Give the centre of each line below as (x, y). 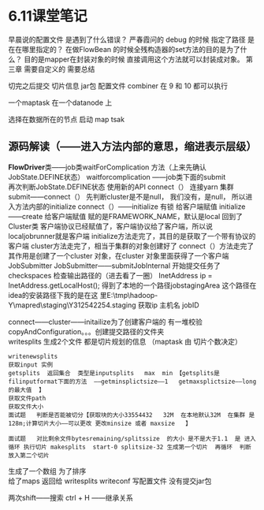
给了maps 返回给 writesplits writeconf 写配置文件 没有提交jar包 (110, 481)
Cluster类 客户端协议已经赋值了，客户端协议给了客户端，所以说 (111, 226)
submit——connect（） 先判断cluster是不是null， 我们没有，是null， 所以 (127, 196)
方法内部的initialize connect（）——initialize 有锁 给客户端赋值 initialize (130, 207)
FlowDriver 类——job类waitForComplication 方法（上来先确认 (107, 167)
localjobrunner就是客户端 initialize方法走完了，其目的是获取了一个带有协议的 (132, 236)
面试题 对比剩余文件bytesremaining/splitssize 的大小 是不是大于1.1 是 (125, 438)
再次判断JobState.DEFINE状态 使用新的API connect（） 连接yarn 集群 (121, 187)
